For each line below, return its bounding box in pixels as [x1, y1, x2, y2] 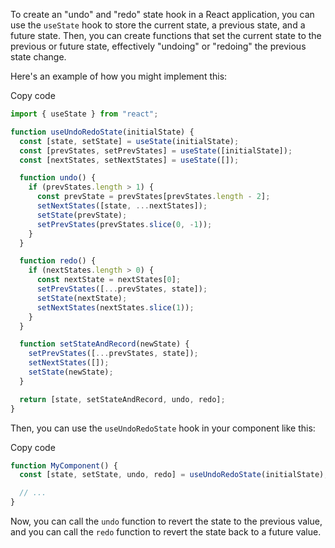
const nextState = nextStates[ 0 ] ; [36, 275, 182, 285]
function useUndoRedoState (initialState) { [10, 127, 195, 137]
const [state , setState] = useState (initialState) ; [19, 136, 240, 146]
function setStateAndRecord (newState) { [19, 339, 190, 349]
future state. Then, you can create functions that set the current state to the [10, 30, 322, 41]
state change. [10, 51, 67, 63]
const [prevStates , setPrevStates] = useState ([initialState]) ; [19, 145, 293, 156]
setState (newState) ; [28, 367, 114, 377]
